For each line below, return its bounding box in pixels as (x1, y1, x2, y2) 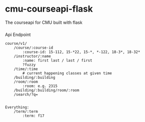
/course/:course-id (14, 45, 54, 50)
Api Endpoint (5, 32, 31, 37)
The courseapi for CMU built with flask (5, 19, 83, 25)
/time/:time (14, 67, 38, 71)
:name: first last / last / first (22, 58, 92, 63)
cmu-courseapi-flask (5, 3, 93, 15)
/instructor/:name (14, 53, 51, 59)
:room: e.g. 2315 (22, 84, 57, 88)
